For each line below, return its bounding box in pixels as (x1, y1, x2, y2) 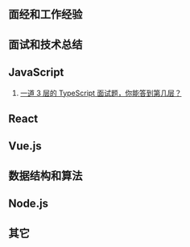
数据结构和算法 (8, 169, 83, 182)
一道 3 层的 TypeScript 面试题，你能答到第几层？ (19, 88, 182, 98)
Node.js (8, 197, 49, 211)
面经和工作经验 (8, 7, 83, 22)
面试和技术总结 (8, 37, 83, 51)
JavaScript (8, 65, 64, 79)
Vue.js (8, 140, 42, 153)
